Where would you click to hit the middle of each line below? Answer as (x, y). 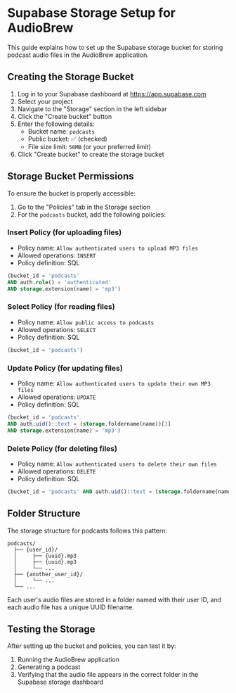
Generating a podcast (49, 667)
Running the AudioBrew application (68, 660)
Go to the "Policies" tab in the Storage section (84, 207)
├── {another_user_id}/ (48, 574)
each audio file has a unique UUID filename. (71, 607)
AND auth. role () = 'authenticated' (59, 282)
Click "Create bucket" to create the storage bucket (91, 154)
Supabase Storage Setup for (91, 13)
